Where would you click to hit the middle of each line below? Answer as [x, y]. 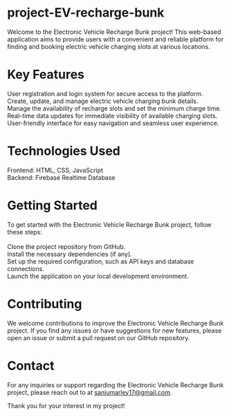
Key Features [46, 75]
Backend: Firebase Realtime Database [61, 177]
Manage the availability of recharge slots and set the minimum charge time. [114, 108]
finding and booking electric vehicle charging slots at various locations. [109, 46]
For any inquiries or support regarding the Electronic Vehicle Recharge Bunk [115, 384]
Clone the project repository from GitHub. [66, 246]
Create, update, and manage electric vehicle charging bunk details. [103, 101]
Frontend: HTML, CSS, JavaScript [55, 170]
